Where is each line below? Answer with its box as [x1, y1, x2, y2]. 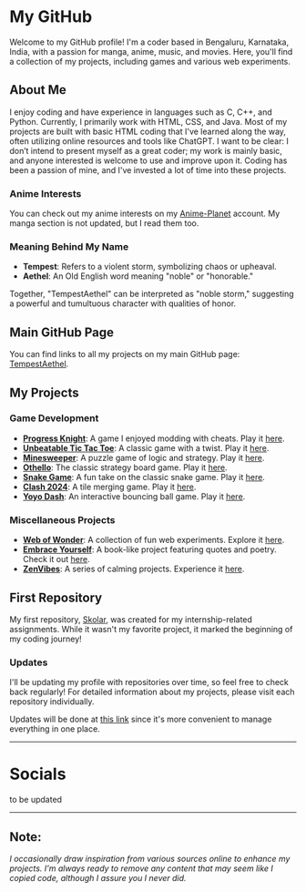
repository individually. [9, 696, 95, 707]
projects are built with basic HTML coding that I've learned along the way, [9, 126, 287, 137]
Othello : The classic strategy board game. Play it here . [22, 462, 228, 473]
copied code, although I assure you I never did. [9, 873, 187, 883]
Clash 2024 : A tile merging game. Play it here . [22, 481, 197, 492]
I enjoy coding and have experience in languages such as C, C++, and [9, 107, 273, 118]
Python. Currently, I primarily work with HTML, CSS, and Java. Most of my [9, 116, 288, 127]
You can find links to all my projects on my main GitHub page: [9, 349, 240, 360]
